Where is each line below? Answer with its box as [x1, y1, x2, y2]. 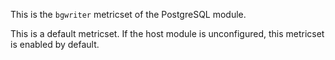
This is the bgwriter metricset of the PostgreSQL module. [10, 9, 247, 20]
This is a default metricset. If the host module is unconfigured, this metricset [10, 28, 325, 39]
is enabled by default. [10, 39, 100, 50]
